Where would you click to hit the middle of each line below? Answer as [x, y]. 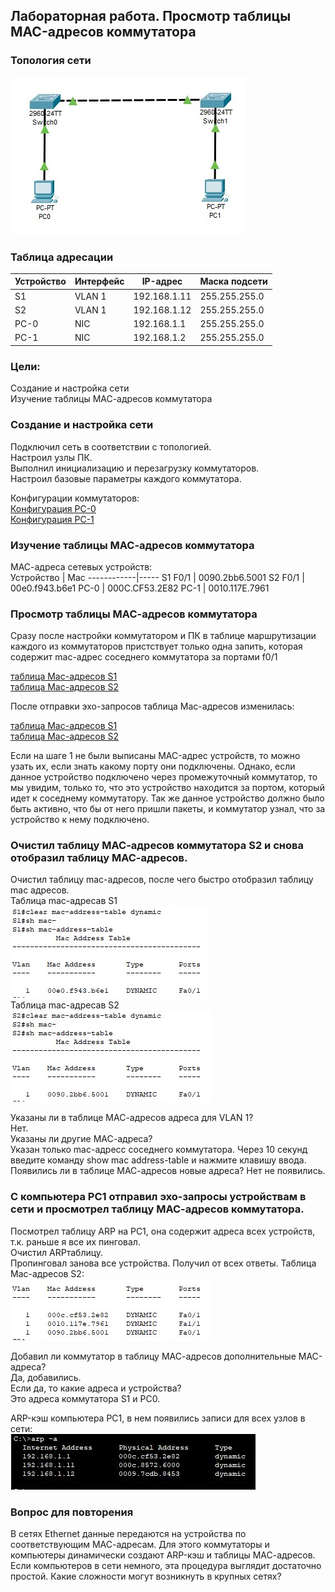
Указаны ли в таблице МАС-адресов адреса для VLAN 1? [132, 1118]
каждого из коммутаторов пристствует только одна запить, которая [156, 646]
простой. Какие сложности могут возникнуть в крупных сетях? [146, 1576]
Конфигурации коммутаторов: [75, 498]
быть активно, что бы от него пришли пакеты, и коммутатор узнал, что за [168, 809]
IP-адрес [162, 281]
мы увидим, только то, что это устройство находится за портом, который [167, 788]
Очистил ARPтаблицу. [57, 1252]
